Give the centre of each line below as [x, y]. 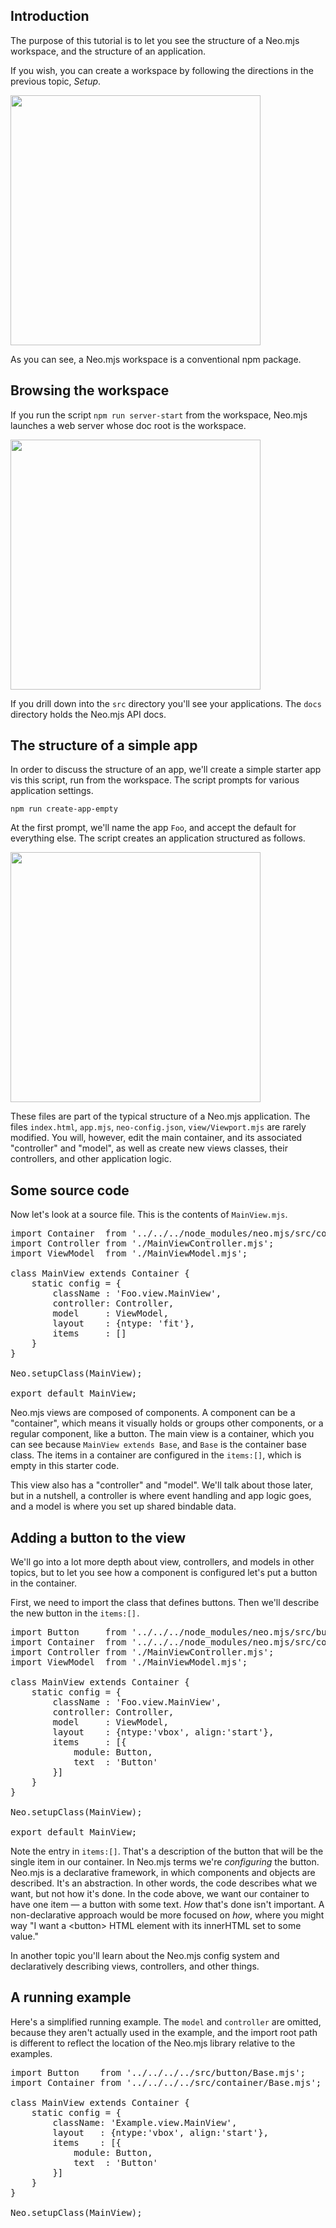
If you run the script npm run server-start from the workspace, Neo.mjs [159, 415]
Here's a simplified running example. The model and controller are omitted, [166, 2021]
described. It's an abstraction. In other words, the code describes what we [164, 1883]
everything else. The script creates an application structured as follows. [158, 838]
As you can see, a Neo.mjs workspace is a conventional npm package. [156, 359]
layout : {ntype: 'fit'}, [124, 1323]
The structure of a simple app [104, 745]
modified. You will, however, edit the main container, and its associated [156, 1138]
